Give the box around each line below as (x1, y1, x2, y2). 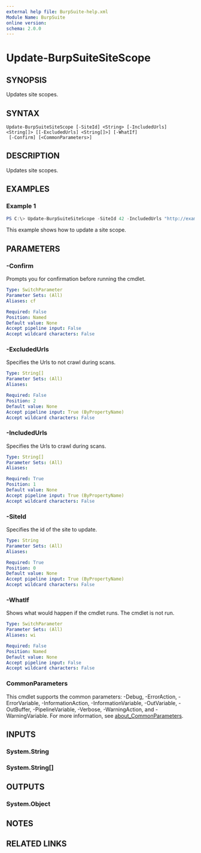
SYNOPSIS (6, 75, 47, 85)
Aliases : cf (6, 298, 36, 304)
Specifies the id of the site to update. (6, 526, 98, 533)
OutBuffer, (6, 706, 32, 713)
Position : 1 (6, 481, 36, 488)
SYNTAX (6, 108, 40, 119)
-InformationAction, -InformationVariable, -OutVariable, (41, 699, 178, 706)
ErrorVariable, (6, 699, 41, 706)
